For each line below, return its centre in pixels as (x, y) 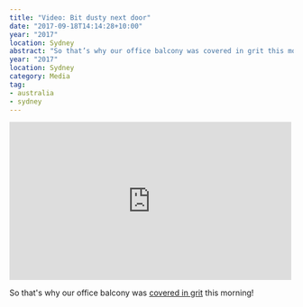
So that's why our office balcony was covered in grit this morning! (132, 293)
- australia (32, 93)
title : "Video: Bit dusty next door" (80, 18)
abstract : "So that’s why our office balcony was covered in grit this (147, 51)
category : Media (40, 77)
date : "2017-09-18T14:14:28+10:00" (76, 26)
